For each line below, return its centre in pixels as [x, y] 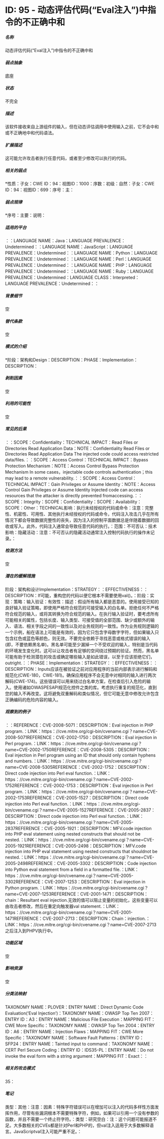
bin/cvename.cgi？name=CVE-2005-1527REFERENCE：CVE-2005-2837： [80, 810]
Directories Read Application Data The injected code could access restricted [82, 454]
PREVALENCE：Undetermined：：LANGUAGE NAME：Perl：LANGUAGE [78, 259]
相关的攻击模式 [20, 1068]
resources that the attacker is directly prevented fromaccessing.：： [74, 495]
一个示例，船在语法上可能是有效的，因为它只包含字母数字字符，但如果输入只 [82, 632]
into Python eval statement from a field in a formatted [59, 869]
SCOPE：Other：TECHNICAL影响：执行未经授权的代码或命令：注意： [75, 507]
